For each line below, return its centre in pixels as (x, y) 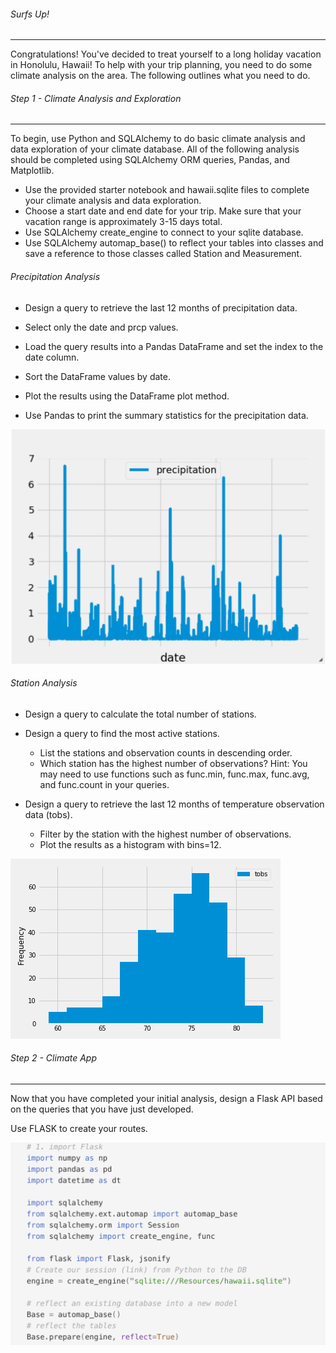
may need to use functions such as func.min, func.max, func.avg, (174, 774)
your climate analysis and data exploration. (113, 201)
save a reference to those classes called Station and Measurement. (163, 254)
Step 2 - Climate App (54, 1058)
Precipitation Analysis (55, 276)
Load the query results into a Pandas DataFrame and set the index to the (174, 346)
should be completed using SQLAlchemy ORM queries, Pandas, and (150, 160)
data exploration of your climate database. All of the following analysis (155, 149)
